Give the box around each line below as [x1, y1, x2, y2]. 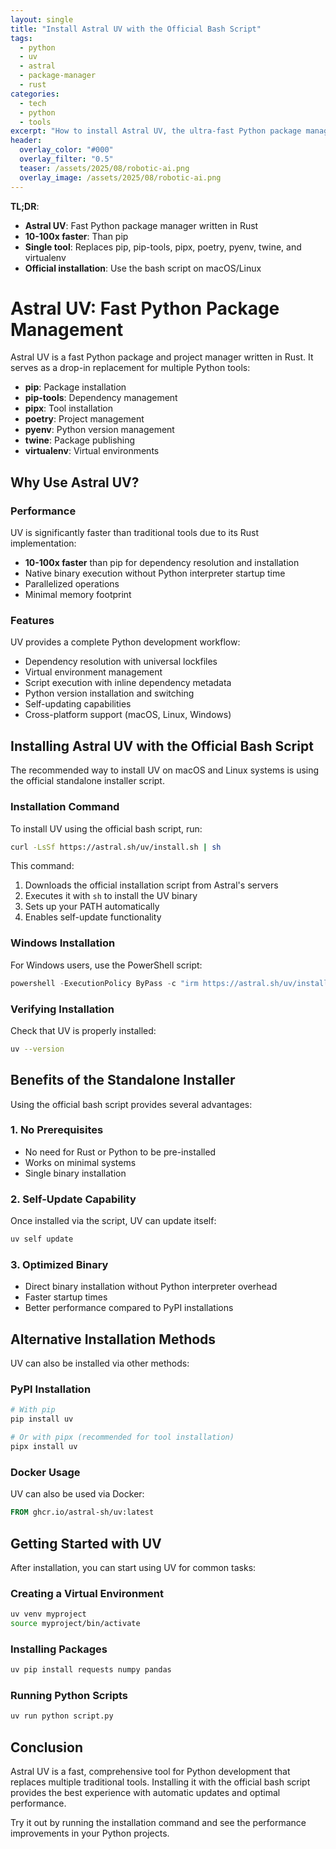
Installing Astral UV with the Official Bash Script [10, 737, 314, 755]
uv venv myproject [10, 1609, 87, 1620]
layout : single [10, 14, 74, 25]
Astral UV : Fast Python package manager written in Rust [24, 219, 259, 231]
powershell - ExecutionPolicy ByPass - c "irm [10, 978, 199, 988]
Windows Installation [10, 936, 116, 950]
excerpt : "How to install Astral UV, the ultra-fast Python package [10, 126, 302, 136]
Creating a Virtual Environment [10, 1586, 164, 1600]
